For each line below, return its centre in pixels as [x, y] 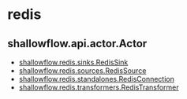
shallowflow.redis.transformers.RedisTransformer [99, 87]
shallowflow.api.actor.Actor [77, 44]
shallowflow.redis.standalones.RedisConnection [96, 79]
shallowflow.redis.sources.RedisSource [82, 71]
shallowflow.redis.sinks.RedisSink [73, 62]
